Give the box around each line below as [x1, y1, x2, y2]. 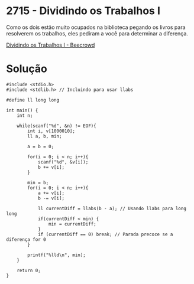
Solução [6, 62, 47, 76]
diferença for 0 [6, 236, 46, 243]
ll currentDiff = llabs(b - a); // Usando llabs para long [37, 205, 186, 211]
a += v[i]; [37, 190, 65, 196]
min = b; [27, 179, 49, 185]
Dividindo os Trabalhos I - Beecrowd [6, 41, 95, 48]
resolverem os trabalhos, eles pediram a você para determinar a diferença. [6, 30, 188, 37]
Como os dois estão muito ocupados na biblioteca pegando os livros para [6, 24, 186, 31]
